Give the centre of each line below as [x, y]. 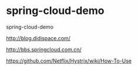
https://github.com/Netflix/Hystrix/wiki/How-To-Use [69, 61]
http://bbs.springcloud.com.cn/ [44, 49]
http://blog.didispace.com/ [38, 38]
